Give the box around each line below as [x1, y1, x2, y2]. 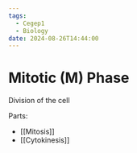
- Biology [15, 27, 48, 35]
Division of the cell [8, 96, 70, 105]
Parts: [8, 111, 28, 121]
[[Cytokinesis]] [19, 135, 70, 145]
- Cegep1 [15, 19, 45, 27]
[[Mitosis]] [19, 126, 55, 137]
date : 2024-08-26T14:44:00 [8, 34, 99, 43]
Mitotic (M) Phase [8, 69, 130, 87]
